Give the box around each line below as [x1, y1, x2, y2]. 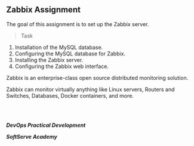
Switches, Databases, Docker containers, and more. [6, 92, 134, 99]
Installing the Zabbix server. [14, 56, 84, 63]
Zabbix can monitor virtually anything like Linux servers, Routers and [6, 86, 175, 93]
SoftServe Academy [6, 133, 58, 140]
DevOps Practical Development [6, 122, 86, 129]
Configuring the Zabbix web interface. [14, 63, 109, 70]
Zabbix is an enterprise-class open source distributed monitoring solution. [6, 74, 189, 81]
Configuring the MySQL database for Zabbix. [14, 50, 126, 57]
